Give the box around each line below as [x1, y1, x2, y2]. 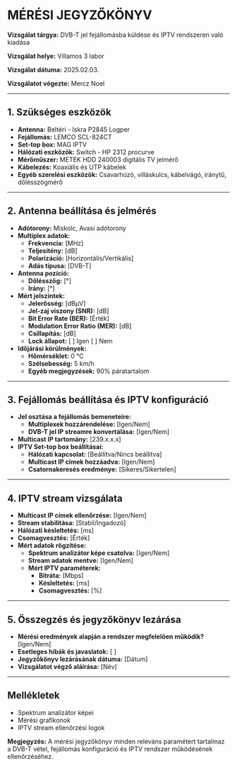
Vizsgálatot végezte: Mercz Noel [7, 79, 105, 88]
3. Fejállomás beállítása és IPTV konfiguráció [7, 394, 209, 406]
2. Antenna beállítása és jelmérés [7, 205, 157, 217]
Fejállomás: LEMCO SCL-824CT [17, 132, 112, 141]
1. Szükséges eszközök [7, 106, 111, 118]
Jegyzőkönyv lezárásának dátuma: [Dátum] [17, 655, 148, 663]
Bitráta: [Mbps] [38, 571, 84, 580]
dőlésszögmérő [17, 178, 63, 186]
